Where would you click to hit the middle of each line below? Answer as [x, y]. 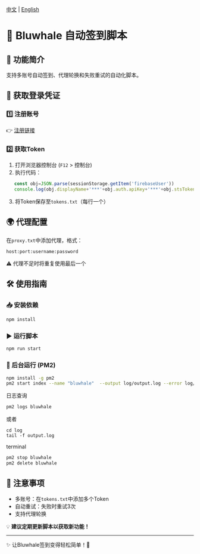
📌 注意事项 [25, 483]
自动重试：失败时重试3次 [45, 506]
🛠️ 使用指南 [27, 284]
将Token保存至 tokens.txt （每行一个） [62, 201]
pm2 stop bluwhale [29, 458]
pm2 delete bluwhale [32, 463]
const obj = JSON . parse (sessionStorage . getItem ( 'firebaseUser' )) [94, 184]
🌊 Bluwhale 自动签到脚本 [67, 36]
